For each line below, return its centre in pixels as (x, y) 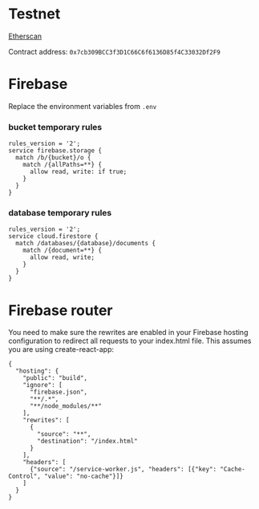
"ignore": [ (42, 386)
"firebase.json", (59, 392)
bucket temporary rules (55, 127)
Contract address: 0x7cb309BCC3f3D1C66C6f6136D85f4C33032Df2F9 (114, 51)
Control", (25, 477)
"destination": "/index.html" (87, 442)
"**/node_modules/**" (66, 406)
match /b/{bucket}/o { (53, 158)
